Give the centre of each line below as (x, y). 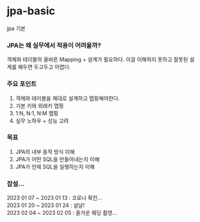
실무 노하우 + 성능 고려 (42, 120)
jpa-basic (31, 11)
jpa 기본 (16, 28)
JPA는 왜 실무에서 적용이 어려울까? (54, 45)
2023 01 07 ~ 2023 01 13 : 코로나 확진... (54, 198)
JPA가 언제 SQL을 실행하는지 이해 (55, 166)
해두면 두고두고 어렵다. (44, 67)
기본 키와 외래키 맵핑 (40, 105)
